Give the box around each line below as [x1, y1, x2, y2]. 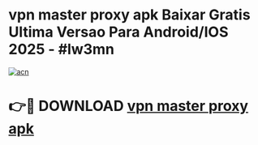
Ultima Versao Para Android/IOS [8, 23, 229, 41]
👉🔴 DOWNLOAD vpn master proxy [8, 97, 249, 115]
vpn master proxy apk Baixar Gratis [8, 6, 251, 24]
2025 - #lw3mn [8, 41, 115, 58]
